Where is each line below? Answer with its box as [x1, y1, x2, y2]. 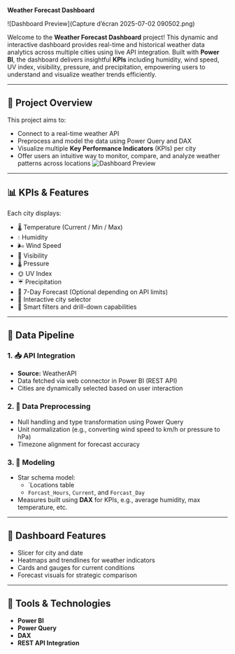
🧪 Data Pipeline [7, 329, 75, 342]
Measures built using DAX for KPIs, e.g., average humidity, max [17, 495, 201, 503]
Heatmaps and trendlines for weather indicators [17, 556, 155, 564]
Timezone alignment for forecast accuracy [17, 440, 140, 448]
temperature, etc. [17, 503, 68, 511]
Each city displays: [7, 209, 62, 217]
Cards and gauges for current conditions [17, 563, 135, 571]
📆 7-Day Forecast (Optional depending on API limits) [17, 287, 169, 296]
